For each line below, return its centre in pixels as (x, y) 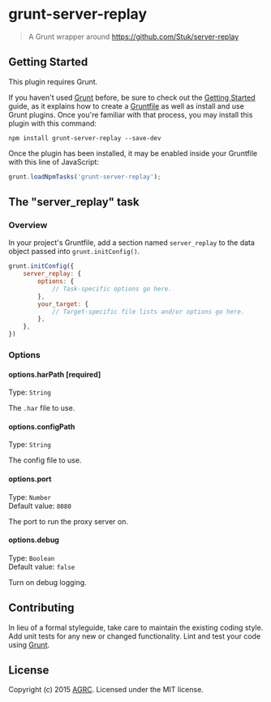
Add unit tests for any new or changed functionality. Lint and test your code (135, 636)
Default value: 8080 (40, 506)
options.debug (34, 540)
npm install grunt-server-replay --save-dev (85, 138)
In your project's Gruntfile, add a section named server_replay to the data (132, 243)
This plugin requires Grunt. (53, 81)
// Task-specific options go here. (112, 289)
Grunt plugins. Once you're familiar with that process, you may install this (131, 114)
